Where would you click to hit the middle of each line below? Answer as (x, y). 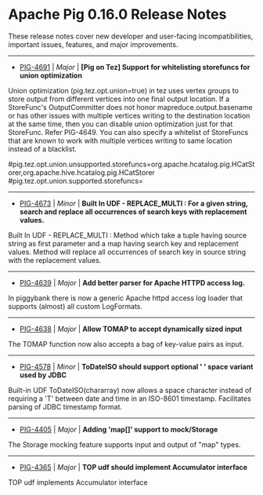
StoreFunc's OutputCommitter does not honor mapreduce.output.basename (130, 107)
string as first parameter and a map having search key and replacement (123, 243)
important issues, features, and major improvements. (93, 44)
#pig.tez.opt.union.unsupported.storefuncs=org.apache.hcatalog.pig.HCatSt (131, 164)
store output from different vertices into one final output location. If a (119, 99)
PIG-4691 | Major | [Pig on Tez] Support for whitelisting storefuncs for (135, 67)
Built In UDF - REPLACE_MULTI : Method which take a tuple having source (128, 235)
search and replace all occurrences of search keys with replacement (133, 211)
